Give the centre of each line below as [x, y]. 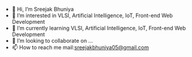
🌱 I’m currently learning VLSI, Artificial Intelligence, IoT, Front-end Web [99, 28]
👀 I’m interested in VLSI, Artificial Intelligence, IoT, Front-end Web [92, 15]
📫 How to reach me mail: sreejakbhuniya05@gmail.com [80, 47]
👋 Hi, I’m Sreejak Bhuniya [43, 9]
